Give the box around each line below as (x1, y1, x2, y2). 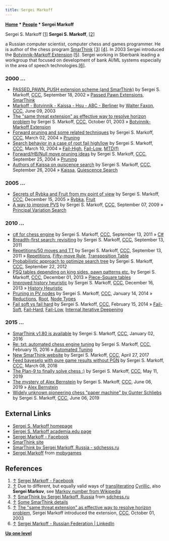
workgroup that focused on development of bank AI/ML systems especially (5, 57, 161, 63)
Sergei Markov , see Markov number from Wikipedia (12, 488, 121, 495)
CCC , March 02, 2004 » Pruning (12, 134, 80, 140)
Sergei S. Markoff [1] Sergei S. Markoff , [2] (5, 31, 95, 37)
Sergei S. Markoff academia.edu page (12, 428, 92, 434)
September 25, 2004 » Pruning (12, 156, 77, 162)
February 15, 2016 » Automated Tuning (12, 347, 93, 353)
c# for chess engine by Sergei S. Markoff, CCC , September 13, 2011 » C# (12, 231, 164, 237)
